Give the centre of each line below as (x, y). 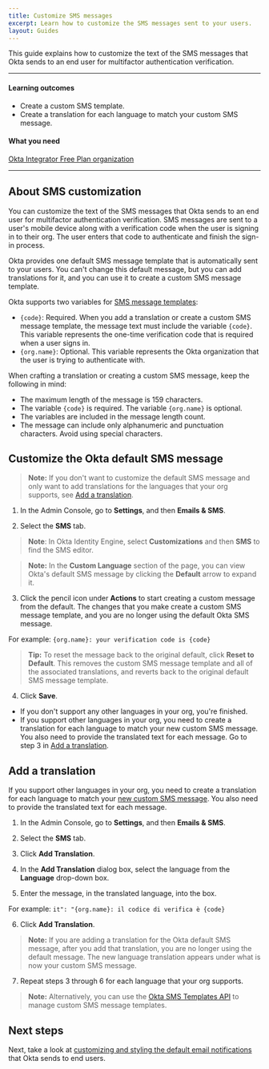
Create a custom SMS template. (72, 106)
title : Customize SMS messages (60, 16)
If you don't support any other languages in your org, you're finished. (134, 711)
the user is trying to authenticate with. (82, 360)
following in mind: (37, 384)
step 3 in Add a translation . (64, 746)
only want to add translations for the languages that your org (128, 487)
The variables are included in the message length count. (112, 416)
